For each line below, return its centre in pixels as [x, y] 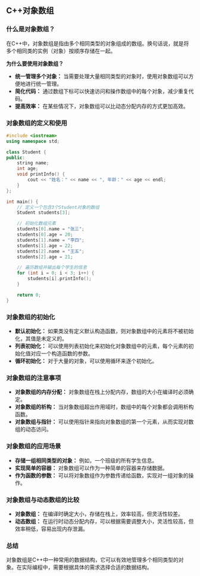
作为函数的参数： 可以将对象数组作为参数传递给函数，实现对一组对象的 [101, 475]
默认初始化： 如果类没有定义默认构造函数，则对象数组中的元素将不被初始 [104, 331]
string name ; [33, 163]
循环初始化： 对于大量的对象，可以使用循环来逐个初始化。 [86, 361]
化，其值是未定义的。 [41, 338]
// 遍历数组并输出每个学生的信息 [52, 267]
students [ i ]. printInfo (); [60, 279]
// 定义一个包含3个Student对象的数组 [58, 207]
